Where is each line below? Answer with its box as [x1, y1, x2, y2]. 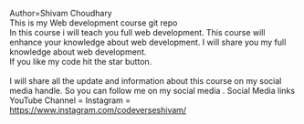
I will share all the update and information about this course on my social [9, 76, 282, 86]
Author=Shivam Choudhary [9, 8, 112, 18]
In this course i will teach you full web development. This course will [9, 27, 266, 37]
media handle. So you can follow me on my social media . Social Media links [9, 86, 295, 96]
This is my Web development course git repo [9, 17, 178, 28]
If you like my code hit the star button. [9, 57, 152, 67]
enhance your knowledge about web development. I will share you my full [9, 36, 287, 47]
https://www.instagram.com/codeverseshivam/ [9, 105, 187, 115]
